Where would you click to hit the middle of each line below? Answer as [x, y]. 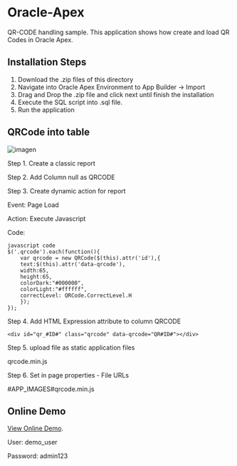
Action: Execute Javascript [47, 218]
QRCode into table [49, 132]
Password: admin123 [38, 456]
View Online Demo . [36, 428]
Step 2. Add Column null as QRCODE [61, 177]
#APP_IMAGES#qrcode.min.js [51, 389]
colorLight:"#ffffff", [54, 289]
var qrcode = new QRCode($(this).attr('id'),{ [90, 258]
